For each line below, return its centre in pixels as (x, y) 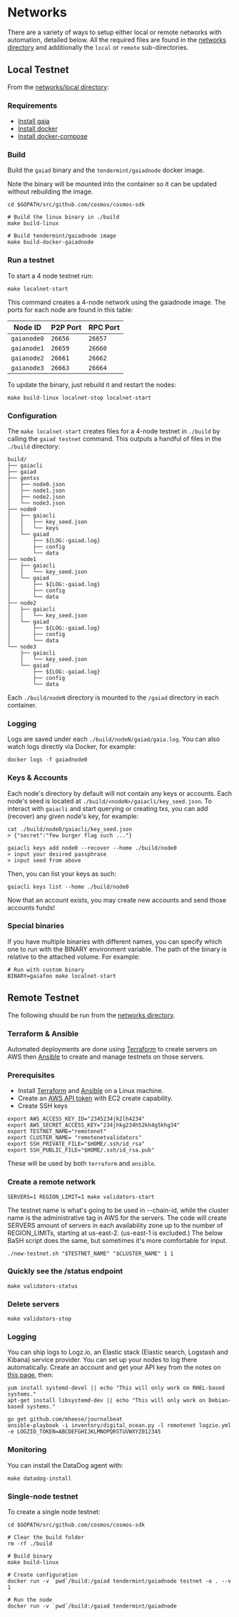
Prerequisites (31, 1075)
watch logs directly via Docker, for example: (72, 747)
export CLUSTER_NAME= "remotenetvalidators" (75, 1138)
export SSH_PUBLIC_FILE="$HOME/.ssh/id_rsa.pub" (81, 1150)
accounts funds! (31, 907)
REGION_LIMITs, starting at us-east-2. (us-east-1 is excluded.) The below (115, 1233)
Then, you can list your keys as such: (62, 873)
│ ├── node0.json (36, 484)
